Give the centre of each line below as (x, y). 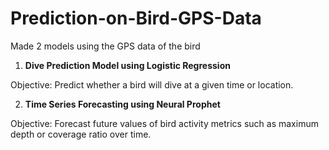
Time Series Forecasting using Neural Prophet (122, 104)
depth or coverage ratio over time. (81, 134)
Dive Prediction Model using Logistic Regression (127, 65)
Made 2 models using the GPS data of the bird (105, 46)
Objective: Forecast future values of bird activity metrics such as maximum (164, 123)
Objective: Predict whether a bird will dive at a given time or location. (152, 84)
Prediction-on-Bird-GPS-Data (136, 18)
